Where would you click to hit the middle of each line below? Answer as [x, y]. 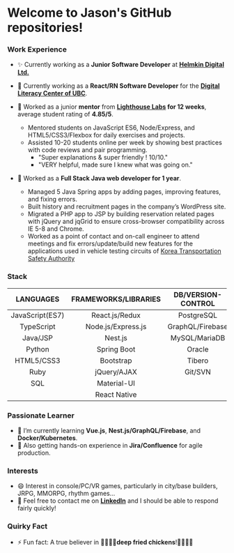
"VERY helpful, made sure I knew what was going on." [115, 165]
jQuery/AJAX [116, 372]
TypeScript [38, 326]
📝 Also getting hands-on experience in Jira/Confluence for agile [110, 446]
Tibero [198, 361]
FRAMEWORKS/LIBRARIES [116, 299]
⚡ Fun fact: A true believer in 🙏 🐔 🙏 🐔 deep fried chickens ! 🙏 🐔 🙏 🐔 [105, 542]
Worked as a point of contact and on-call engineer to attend [114, 236]
